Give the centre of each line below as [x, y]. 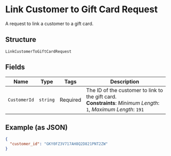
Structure [21, 40]
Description [125, 81]
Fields [15, 67]
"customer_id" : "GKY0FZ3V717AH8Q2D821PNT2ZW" [59, 144]
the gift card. [102, 97]
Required [70, 100]
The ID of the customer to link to [125, 90]
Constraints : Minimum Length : [123, 103]
